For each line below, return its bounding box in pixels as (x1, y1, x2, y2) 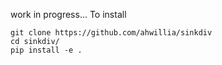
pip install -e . (10, 45, 83, 55)
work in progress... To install (10, 9, 127, 20)
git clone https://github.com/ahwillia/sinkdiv (10, 28, 213, 38)
